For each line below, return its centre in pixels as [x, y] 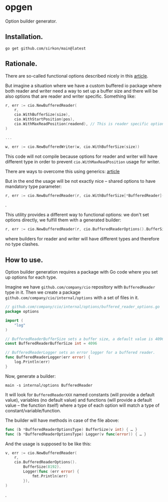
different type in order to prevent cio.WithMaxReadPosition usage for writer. [83, 161]
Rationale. [21, 64]
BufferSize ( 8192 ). [42, 467]
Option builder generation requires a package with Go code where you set [81, 272]
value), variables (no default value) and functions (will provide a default [78, 400]
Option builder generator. [31, 21]
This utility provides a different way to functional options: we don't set [77, 215]
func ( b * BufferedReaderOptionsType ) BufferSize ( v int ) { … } [71, 429]
